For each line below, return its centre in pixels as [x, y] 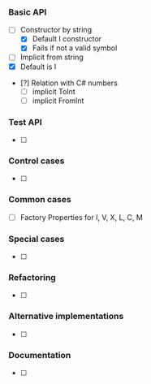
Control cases [37, 161]
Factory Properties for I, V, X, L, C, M [82, 217]
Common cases [40, 200]
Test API [25, 122]
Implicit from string [52, 57]
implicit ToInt [54, 91]
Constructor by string [56, 30]
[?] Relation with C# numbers [69, 83]
